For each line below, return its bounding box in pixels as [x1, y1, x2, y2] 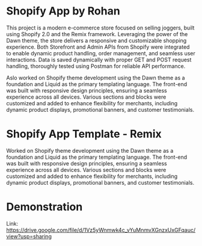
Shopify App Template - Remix [6, 128, 162, 141]
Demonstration [6, 200, 83, 214]
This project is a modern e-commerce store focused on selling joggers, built [6, 24, 195, 31]
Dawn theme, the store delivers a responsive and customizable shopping [6, 37, 187, 44]
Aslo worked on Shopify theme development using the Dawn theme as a [6, 74, 185, 81]
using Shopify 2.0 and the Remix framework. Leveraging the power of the [6, 30, 188, 37]
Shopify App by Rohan [6, 4, 120, 18]
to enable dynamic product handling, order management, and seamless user [6, 49, 195, 57]
